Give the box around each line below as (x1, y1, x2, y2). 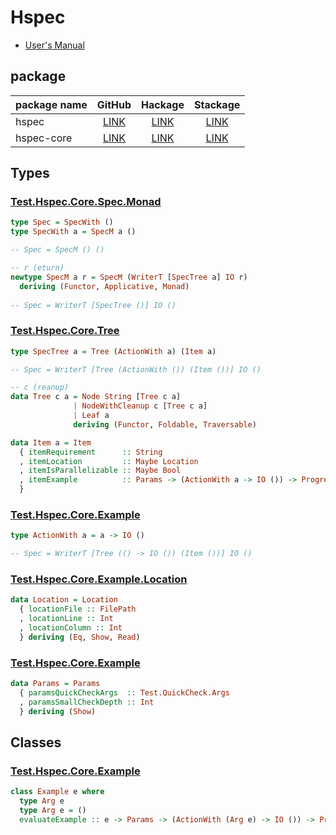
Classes (10, 734, 62, 751)
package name (15, 97, 88, 111)
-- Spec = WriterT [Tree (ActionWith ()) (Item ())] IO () (10, 364, 262, 375)
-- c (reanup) (10, 382, 70, 393)
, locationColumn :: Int (19, 623, 123, 633)
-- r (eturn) (10, 263, 65, 273)
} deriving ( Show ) (19, 706, 97, 716)
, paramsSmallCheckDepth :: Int (19, 697, 155, 707)
